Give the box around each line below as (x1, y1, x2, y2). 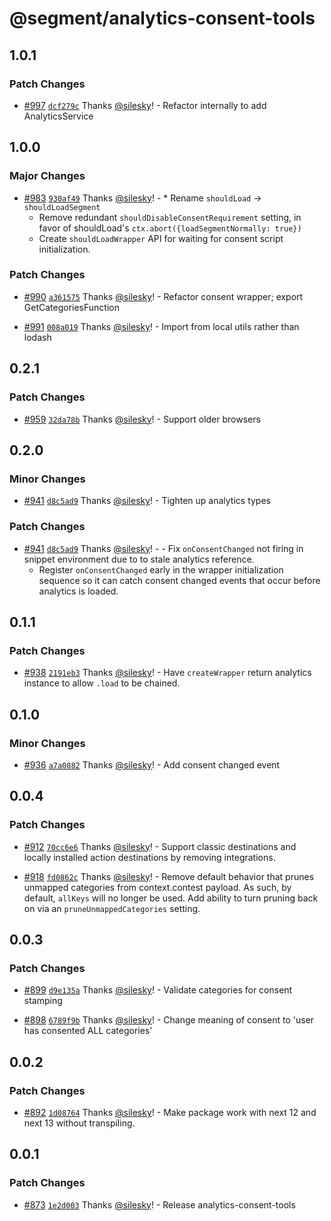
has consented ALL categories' (23, 1025, 153, 1037)
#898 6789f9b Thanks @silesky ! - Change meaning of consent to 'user (23, 1014, 315, 1026)
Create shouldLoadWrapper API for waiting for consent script (38, 232, 284, 244)
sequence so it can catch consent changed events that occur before (38, 574, 321, 586)
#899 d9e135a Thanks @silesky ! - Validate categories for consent (23, 984, 293, 996)
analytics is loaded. (38, 585, 119, 597)
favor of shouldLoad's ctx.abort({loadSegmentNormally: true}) (38, 222, 302, 234)
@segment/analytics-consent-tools (9, 7, 316, 30)
